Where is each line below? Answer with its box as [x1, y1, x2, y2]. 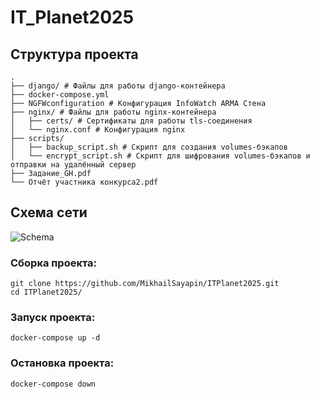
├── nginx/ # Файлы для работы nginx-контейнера [10, 107, 217, 117]
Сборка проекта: [10, 256, 98, 270]
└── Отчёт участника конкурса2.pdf [10, 177, 159, 187]
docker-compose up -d [10, 333, 101, 343]
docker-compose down [10, 379, 97, 389]
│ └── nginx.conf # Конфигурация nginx [10, 125, 186, 135]
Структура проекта [10, 46, 139, 63]
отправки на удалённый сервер [10, 160, 137, 170]
